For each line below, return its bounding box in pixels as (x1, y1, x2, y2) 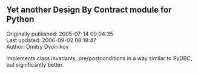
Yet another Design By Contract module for (6, 5, 172, 15)
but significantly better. (6, 61, 64, 68)
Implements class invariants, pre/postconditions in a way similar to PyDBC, (6, 54, 193, 62)
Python (6, 14, 35, 25)
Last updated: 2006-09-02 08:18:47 (6, 36, 97, 44)
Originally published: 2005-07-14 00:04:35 (6, 30, 113, 37)
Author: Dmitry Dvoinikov (6, 43, 69, 50)
